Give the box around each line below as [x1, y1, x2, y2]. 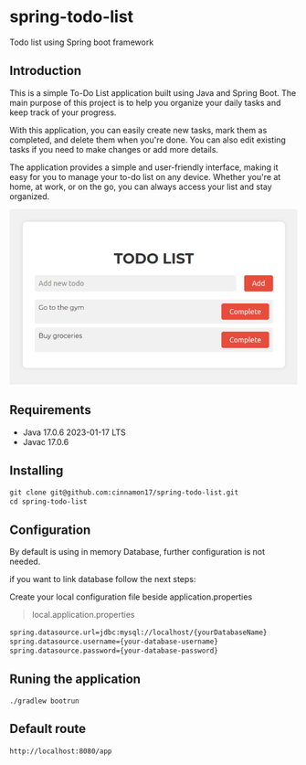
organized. [9, 190, 50, 202]
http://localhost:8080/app [9, 747, 112, 756]
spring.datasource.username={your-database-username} [9, 637, 219, 646]
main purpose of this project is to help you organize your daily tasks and [9, 97, 281, 108]
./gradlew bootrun [9, 696, 79, 706]
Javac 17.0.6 [22, 436, 69, 447]
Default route [9, 721, 87, 737]
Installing [9, 462, 64, 478]
